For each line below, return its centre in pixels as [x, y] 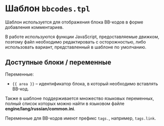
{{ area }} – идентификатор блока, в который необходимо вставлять [85, 84]
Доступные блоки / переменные [58, 62]
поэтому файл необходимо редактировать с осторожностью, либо [76, 42]
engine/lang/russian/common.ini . [40, 108]
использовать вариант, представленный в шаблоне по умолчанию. [76, 47]
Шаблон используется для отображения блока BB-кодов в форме [74, 22]
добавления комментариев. [34, 27]
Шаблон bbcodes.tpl [48, 9]
